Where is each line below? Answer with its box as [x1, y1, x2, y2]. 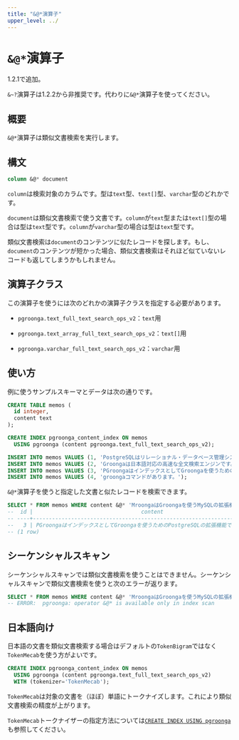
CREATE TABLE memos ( [7, 401, 72, 409]
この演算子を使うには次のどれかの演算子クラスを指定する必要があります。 [7, 298, 225, 307]
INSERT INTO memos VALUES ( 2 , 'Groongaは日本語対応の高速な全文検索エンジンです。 [7, 460, 236, 467]
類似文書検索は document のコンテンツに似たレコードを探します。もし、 [7, 237, 213, 246]
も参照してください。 [7, 725, 70, 734]
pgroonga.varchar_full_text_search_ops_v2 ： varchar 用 [17, 344, 181, 353]
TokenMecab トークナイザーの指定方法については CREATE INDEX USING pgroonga [7, 716, 231, 724]
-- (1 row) [7, 528, 40, 535]
